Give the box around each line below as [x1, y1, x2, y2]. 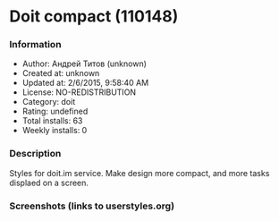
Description [9, 148, 62, 160]
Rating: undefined [21, 106, 89, 117]
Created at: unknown [21, 68, 100, 79]
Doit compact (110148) [9, 6, 179, 27]
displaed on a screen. [9, 177, 89, 188]
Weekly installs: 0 [21, 125, 88, 136]
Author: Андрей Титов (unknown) [21, 58, 148, 69]
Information [9, 38, 62, 51]
